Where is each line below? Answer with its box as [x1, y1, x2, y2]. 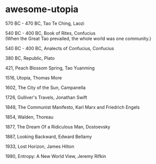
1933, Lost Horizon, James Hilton [5, 143, 74, 149]
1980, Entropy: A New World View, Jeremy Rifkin [5, 153, 106, 159]
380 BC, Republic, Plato [5, 55, 55, 61]
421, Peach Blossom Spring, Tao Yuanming [5, 65, 95, 71]
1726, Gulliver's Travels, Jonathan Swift [5, 94, 88, 100]
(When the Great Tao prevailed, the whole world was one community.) [5, 35, 151, 42]
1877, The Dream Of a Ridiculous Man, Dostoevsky [5, 124, 110, 130]
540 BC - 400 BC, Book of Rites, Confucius [5, 30, 96, 36]
